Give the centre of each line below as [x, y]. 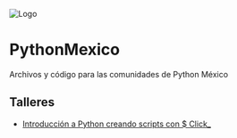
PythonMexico [65, 50]
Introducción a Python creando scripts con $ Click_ [117, 124]
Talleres [32, 102]
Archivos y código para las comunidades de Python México [119, 74]
